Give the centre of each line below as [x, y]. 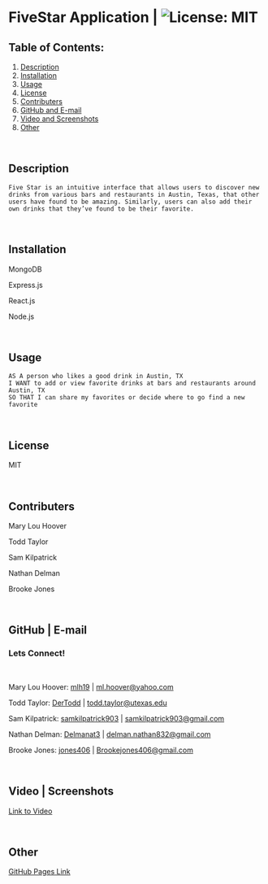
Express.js [26, 285]
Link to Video [30, 811]
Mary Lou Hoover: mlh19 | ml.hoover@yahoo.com [91, 686]
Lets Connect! [37, 653]
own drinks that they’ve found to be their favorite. [102, 209]
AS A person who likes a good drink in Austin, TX [96, 377]
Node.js [22, 316]
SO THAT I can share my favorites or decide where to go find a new [127, 398]
